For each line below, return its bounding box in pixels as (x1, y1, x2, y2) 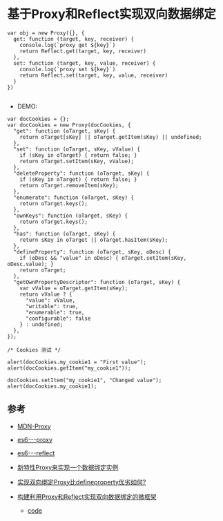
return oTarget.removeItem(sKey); (19, 182, 119, 189)
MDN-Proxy (17, 422, 52, 430)
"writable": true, (25, 303, 79, 310)
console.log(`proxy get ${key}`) (19, 41, 116, 48)
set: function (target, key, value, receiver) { (13, 59, 156, 66)
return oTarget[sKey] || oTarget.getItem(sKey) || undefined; (19, 133, 202, 140)
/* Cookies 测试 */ (7, 346, 61, 353)
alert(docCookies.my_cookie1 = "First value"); (7, 359, 147, 366)
